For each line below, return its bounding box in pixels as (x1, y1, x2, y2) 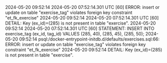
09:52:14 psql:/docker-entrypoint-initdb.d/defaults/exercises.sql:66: (19, 36, 160, 42)
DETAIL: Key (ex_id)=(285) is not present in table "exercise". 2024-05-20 (5, 20, 156, 26)
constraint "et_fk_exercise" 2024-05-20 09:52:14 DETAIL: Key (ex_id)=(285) (5, 47, 162, 52)
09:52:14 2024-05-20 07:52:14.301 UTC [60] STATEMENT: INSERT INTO (5, 25, 154, 31)
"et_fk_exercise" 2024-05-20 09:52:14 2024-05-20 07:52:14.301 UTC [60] (5, 15, 159, 20)
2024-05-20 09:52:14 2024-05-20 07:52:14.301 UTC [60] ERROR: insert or (5, 4, 160, 10)
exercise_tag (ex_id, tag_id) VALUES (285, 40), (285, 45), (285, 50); (5, 31, 144, 36)
